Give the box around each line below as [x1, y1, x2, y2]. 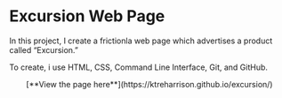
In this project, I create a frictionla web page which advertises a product [9, 35, 273, 46]
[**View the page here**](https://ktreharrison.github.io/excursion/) [26, 79, 273, 89]
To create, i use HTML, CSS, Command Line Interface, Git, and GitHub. [9, 62, 269, 72]
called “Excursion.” [9, 44, 78, 55]
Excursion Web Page [9, 6, 165, 26]
